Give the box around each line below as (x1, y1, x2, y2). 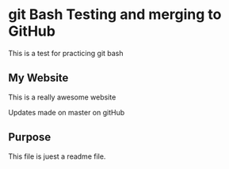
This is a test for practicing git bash (8, 48, 124, 58)
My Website (8, 71, 69, 84)
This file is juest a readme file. (8, 152, 106, 161)
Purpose (8, 130, 52, 144)
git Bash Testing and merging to (8, 6, 222, 24)
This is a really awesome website (8, 92, 116, 102)
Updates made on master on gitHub (8, 107, 125, 117)
